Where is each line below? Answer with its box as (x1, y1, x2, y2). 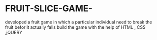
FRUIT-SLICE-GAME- (5, 3, 93, 14)
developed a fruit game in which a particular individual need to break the (5, 19, 153, 25)
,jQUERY (5, 29, 23, 35)
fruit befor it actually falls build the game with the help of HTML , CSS (5, 24, 146, 30)
